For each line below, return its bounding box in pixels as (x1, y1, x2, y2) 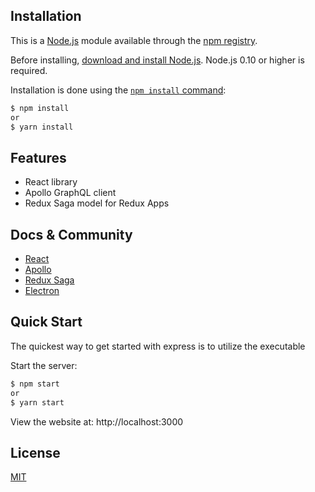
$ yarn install (10, 122, 74, 132)
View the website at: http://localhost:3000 (10, 415, 184, 428)
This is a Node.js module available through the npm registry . (10, 34, 258, 46)
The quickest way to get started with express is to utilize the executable (10, 340, 306, 352)
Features (10, 149, 67, 166)
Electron (24, 285, 60, 297)
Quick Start (10, 314, 83, 331)
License (10, 444, 61, 461)
